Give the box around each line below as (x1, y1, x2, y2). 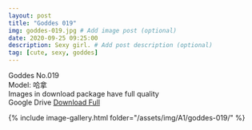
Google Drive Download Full (8, 97, 101, 107)
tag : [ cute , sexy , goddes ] (8, 49, 98, 57)
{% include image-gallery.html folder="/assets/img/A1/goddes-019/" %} (8, 113, 246, 122)
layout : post (8, 11, 52, 20)
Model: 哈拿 (8, 81, 48, 89)
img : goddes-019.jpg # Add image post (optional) (8, 26, 178, 34)
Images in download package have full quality (8, 89, 160, 98)
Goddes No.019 (8, 71, 60, 80)
